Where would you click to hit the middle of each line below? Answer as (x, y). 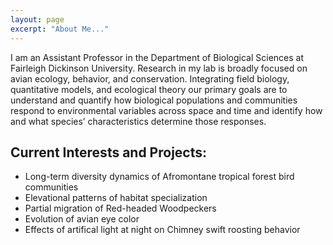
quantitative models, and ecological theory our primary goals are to (149, 89)
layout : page (37, 19)
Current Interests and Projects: (109, 152)
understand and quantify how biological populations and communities (154, 100)
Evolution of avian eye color (82, 219)
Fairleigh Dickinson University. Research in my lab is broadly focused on (159, 68)
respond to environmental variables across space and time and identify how (166, 110)
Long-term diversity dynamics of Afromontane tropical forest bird (159, 177)
